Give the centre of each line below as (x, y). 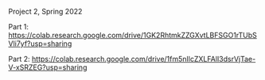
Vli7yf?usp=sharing (40, 44)
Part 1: (19, 27)
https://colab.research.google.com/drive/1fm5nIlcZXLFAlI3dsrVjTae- (144, 59)
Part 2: (19, 59)
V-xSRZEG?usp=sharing (48, 67)
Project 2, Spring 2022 (45, 11)
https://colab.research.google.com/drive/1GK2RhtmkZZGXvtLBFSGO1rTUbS (132, 35)
